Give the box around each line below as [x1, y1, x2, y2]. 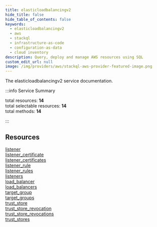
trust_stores [5, 216, 30, 222]
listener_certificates [5, 157, 46, 163]
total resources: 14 [5, 97, 44, 104]
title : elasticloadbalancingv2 [5, 7, 71, 13]
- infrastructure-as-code [10, 41, 65, 46]
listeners [5, 173, 23, 179]
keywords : [5, 21, 26, 27]
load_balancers [5, 183, 37, 190]
